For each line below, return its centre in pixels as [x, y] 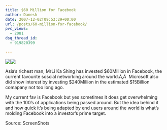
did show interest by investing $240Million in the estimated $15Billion [77, 82]
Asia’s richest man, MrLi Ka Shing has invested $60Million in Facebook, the [84, 71]
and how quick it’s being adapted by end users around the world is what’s [82, 108]
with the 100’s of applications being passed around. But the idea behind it [82, 102]
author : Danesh [21, 15]
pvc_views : [17, 29]
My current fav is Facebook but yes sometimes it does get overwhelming [81, 97]
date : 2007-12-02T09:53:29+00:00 [41, 19]
